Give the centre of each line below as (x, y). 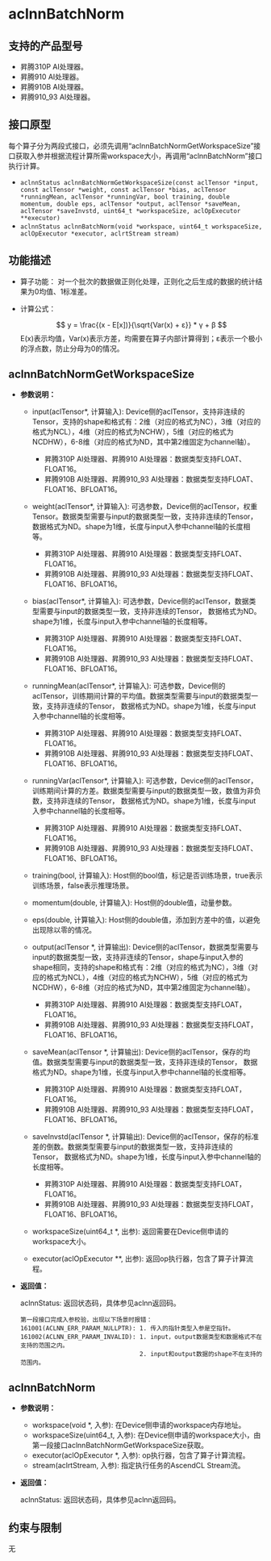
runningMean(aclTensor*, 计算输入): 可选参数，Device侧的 (129, 686)
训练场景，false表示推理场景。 (83, 886)
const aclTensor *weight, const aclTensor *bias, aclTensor (123, 190)
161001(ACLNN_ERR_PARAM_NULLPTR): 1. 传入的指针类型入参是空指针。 (127, 1329)
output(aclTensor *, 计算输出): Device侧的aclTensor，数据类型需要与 (146, 947)
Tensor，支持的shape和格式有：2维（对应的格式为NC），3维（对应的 (146, 422)
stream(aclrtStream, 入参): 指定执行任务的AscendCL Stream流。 (138, 1466)
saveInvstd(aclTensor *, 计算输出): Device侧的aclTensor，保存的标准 (146, 1137)
